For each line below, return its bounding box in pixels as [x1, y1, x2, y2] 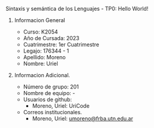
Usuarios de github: [23, 96, 73, 103]
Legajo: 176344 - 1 [23, 47, 70, 54]
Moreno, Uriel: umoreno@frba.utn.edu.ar [32, 115, 133, 122]
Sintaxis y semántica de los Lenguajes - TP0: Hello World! [5, 5, 149, 12]
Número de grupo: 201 [23, 83, 79, 90]
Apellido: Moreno [23, 54, 67, 60]
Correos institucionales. [23, 109, 82, 115]
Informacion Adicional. [14, 72, 70, 78]
